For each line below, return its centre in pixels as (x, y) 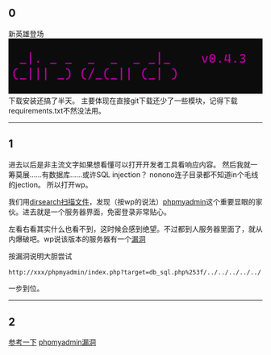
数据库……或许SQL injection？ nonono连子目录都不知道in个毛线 (154, 174)
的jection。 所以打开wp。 (50, 184)
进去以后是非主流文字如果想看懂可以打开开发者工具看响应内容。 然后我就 (129, 164)
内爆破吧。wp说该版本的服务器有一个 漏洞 (77, 239)
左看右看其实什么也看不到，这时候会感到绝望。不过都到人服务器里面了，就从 (135, 229)
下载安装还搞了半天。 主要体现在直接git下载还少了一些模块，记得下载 (123, 101)
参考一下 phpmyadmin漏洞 (52, 342)
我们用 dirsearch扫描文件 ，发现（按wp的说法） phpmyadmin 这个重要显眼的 (132, 201)
